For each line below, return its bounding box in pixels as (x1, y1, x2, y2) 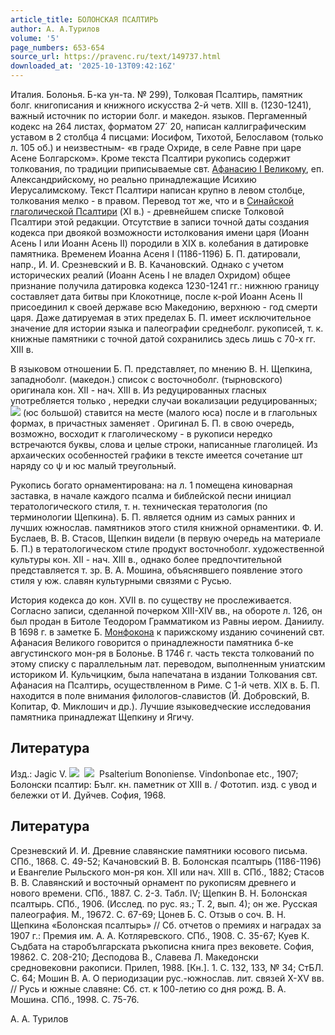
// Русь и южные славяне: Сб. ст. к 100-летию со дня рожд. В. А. (10, 982, 287, 995)
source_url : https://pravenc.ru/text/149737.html (10, 52, 222, 62)
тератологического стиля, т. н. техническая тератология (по (10, 501, 268, 512)
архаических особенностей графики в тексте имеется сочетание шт (10, 449, 303, 461)
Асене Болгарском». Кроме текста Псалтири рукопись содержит (10, 152, 291, 164)
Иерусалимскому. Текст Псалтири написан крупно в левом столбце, (10, 184, 306, 196)
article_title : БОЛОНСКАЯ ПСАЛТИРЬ (10, 14, 159, 25)
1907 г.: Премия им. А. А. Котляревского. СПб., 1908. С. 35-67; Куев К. (10, 929, 310, 941)
